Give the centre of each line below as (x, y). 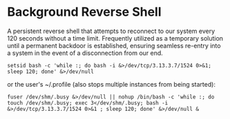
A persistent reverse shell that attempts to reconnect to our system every (111, 31)
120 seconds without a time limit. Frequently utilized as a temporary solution (115, 38)
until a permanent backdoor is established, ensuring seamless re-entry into (114, 45)
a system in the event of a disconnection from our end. (85, 53)
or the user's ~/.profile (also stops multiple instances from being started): (112, 84)
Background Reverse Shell (84, 12)
